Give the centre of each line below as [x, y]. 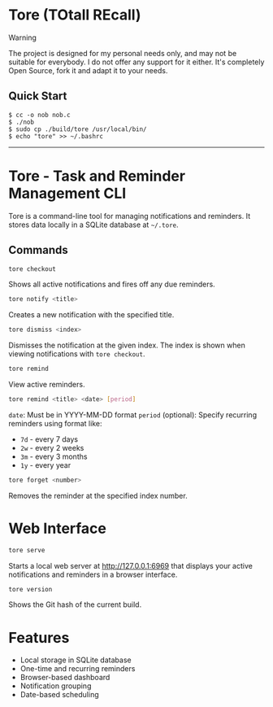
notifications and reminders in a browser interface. [93, 574]
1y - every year [45, 465]
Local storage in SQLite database [76, 660]
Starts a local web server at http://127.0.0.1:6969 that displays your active [131, 565]
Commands [39, 250]
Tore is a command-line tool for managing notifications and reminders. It [130, 216]
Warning [22, 37]
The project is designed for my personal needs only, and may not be [123, 53]
